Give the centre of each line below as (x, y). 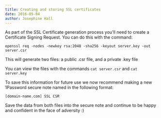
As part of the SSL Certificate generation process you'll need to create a (77, 32)
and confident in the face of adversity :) (45, 111)
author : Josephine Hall (29, 18)
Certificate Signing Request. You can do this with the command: (69, 37)
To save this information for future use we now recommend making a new (79, 82)
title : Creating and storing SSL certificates (53, 9)
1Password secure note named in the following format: (59, 88)
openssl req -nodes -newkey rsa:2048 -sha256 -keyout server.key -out (78, 46)
